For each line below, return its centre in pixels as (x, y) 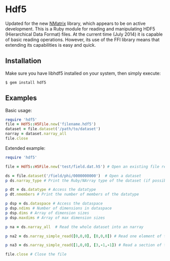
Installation (23, 61)
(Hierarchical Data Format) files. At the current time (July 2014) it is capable (84, 34)
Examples (21, 98)
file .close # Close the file (36, 254)
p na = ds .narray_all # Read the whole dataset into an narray (74, 227)
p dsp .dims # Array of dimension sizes (47, 213)
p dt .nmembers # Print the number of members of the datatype (72, 194)
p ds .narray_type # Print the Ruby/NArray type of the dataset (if (78, 181)
